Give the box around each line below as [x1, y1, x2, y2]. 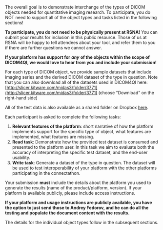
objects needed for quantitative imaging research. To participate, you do [5, 9, 150, 15]
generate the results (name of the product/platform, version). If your [5, 185, 142, 190]
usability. [12, 155, 31, 161]
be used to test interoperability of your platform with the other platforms [12, 165, 157, 171]
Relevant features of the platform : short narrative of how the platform [12, 123, 154, 129]
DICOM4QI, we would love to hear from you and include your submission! [5, 60, 157, 65]
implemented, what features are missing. [12, 134, 94, 139]
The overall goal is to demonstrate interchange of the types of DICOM [5, 4, 145, 10]
